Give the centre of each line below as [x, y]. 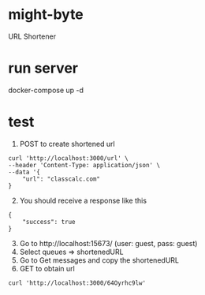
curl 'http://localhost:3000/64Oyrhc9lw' [77, 283]
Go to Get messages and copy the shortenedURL [99, 260]
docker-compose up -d [46, 90]
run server [43, 68]
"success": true [49, 222]
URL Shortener [32, 36]
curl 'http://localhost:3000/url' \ [68, 158]
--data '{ [24, 172]
